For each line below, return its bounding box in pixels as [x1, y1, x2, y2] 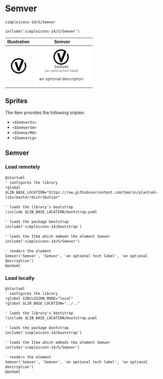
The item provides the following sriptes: [5, 110, 85, 115]
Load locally [5, 274, 35, 281]
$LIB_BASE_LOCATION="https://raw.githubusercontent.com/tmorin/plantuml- [5, 190, 159, 195]
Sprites [5, 96, 28, 105]
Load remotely [5, 163, 41, 170]
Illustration [7, 39, 30, 45]
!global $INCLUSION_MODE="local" [5, 296, 73, 301]
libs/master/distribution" [5, 195, 60, 200]
